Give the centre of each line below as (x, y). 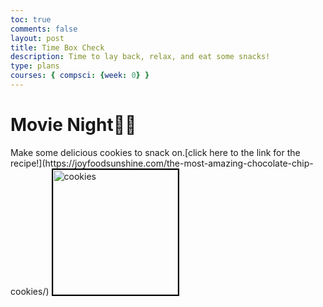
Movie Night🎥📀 (73, 125)
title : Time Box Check (57, 47)
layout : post (37, 38)
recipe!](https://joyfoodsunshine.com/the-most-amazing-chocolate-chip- (162, 163)
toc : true (31, 19)
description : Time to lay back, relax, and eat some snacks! (140, 57)
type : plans (35, 66)
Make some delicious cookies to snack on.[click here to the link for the (155, 152)
